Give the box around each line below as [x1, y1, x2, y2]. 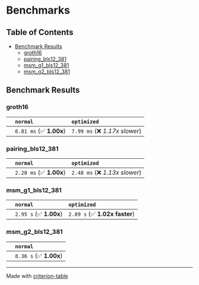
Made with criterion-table [6, 272, 68, 279]
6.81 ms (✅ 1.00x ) [15, 127, 66, 135]
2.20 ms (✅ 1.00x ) [15, 168, 66, 177]
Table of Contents [6, 27, 74, 37]
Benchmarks [6, 4, 70, 17]
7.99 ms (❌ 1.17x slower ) [71, 127, 142, 135]
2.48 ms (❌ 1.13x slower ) [71, 168, 142, 177]
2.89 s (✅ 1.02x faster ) [68, 210, 135, 218]
